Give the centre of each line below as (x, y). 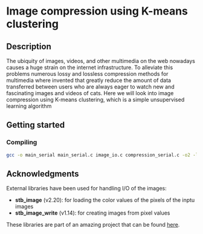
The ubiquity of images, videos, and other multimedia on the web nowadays (101, 61)
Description (29, 46)
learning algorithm (29, 106)
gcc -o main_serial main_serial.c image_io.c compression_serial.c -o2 (98, 155)
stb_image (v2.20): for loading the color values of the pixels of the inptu (105, 200)
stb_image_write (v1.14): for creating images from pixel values (92, 213)
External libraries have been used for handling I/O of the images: (87, 189)
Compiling (22, 142)
